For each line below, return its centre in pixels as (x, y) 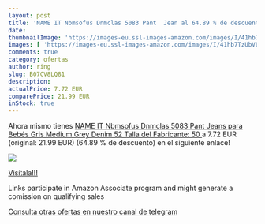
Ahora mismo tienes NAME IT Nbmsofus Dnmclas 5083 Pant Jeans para (125, 126)
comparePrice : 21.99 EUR (49, 96)
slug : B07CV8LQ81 (37, 74)
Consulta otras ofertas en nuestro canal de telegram (93, 212)
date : (17, 30)
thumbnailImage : (35, 37)
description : (30, 81)
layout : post (30, 15)
